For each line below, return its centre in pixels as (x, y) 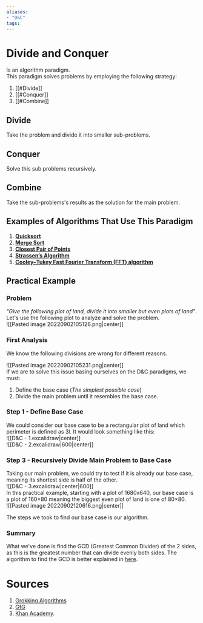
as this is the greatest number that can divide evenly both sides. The (92, 553)
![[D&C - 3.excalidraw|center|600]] (50, 486)
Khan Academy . (35, 613)
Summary (21, 533)
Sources (28, 584)
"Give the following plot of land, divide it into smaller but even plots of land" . (101, 311)
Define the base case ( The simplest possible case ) (78, 390)
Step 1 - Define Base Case (45, 412)
